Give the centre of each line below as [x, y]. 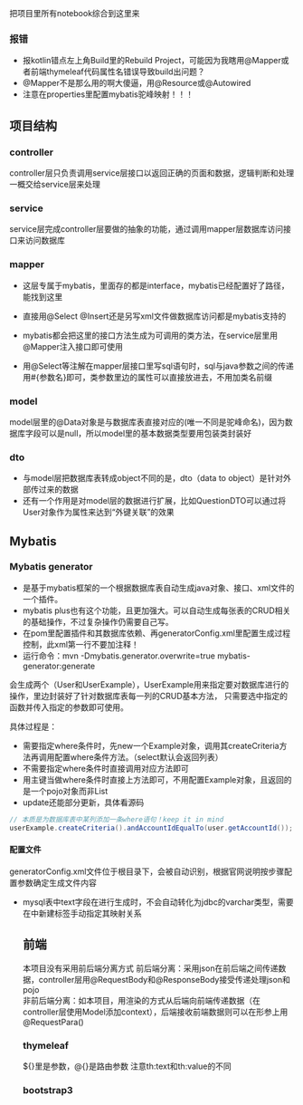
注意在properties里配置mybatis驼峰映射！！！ [108, 94]
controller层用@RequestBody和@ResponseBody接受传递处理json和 [165, 979]
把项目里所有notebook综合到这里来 [75, 13]
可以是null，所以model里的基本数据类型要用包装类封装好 [146, 433]
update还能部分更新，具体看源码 [83, 802]
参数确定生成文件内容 [57, 882]
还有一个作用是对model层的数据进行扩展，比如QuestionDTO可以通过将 [154, 501]
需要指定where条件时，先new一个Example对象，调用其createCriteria [151, 745]
